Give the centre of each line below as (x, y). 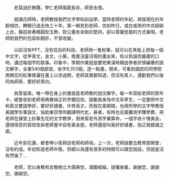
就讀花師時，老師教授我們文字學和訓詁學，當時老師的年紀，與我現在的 (87, 19)
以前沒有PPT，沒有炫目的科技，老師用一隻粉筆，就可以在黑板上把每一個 (89, 50)
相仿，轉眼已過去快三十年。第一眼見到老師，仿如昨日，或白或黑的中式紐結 (87, 26)
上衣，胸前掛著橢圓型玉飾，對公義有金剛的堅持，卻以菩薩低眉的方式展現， (82, 32)
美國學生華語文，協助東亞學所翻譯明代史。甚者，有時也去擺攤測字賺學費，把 (84, 112)
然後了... (18, 155)
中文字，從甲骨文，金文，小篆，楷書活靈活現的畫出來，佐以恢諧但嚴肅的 (80, 56)
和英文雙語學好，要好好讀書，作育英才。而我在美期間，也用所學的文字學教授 (84, 106)
